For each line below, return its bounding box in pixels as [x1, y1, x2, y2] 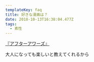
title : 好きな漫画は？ [5, 12, 48, 17]
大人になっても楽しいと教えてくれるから [5, 51, 89, 57]
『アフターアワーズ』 [5, 41, 50, 47]
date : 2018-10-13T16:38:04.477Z [5, 17, 74, 22]
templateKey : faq [5, 7, 42, 13]
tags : [5, 21, 17, 27]
